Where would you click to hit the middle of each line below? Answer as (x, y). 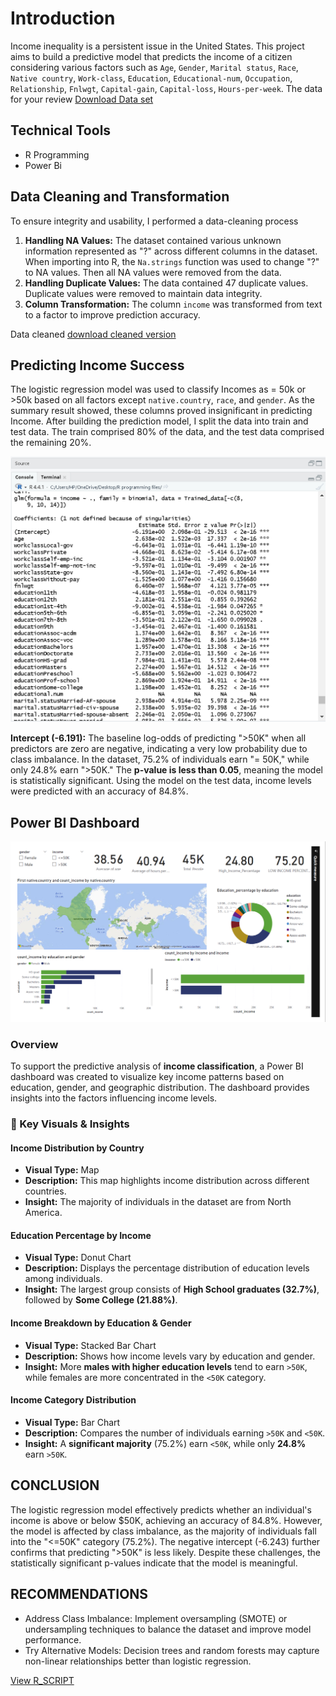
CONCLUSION (55, 1485)
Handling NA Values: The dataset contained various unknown (153, 240)
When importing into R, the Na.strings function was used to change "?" (172, 261)
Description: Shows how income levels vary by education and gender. (170, 1356)
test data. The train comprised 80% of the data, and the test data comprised (167, 432)
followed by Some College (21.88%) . (101, 1300)
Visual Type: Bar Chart (72, 1422)
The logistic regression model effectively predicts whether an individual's (161, 1509)
